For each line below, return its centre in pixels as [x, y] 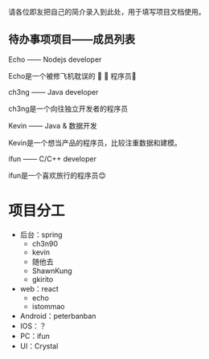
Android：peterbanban [58, 316]
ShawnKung [52, 271]
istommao [48, 306]
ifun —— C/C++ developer [52, 158]
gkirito [43, 279]
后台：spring [41, 235]
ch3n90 [45, 243]
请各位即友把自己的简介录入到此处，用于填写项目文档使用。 [107, 12]
